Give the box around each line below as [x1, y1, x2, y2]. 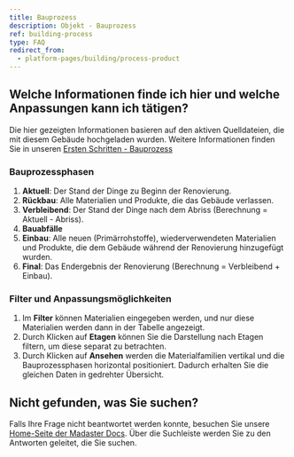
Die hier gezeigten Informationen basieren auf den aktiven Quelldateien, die [9, 124, 285, 135]
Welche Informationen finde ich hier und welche [9, 87, 281, 102]
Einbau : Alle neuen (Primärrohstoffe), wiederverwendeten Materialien [21, 232, 276, 244]
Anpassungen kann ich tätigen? [9, 101, 189, 116]
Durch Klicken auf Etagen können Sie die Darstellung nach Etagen [21, 332, 264, 343]
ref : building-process [9, 29, 93, 38]
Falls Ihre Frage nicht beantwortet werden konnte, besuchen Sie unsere [9, 419, 270, 429]
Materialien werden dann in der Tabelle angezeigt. [21, 322, 205, 333]
